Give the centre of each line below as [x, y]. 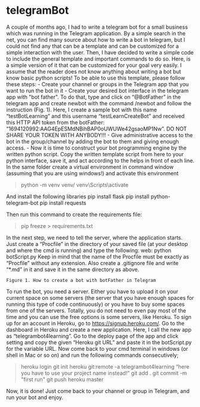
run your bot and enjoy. [35, 397]
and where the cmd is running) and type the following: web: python [89, 250]
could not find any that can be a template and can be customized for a [93, 46]
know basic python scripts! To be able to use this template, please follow [96, 78]
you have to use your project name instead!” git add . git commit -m [104, 373]
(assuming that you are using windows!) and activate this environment [93, 173]
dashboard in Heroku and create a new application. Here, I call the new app [99, 329]
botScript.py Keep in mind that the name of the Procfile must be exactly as [98, 256]
